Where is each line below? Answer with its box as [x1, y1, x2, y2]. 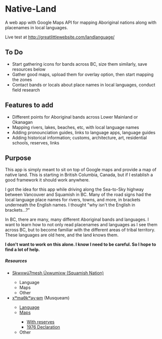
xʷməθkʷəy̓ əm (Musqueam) [12, 295, 70, 301]
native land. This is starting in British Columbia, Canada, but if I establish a [5, 172, 153, 178]
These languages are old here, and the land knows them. [5, 232, 119, 238]
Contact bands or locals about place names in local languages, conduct [12, 82, 156, 88]
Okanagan [12, 119, 33, 125]
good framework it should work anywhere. [5, 177, 90, 183]
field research [12, 87, 40, 93]
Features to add [5, 101, 53, 109]
